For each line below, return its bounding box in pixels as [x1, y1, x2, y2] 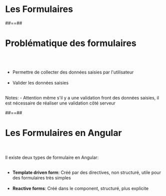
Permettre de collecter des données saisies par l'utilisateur [12, 69, 134, 75]
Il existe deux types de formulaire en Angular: [5, 154, 99, 160]
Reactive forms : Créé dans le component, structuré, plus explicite [12, 185, 149, 191]
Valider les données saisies [12, 79, 69, 85]
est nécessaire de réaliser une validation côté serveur [5, 100, 116, 106]
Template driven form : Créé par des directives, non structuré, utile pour [12, 169, 161, 175]
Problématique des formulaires [5, 37, 136, 49]
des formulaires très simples [12, 174, 71, 180]
